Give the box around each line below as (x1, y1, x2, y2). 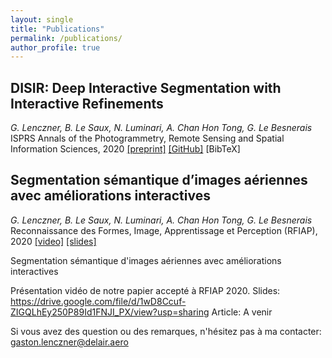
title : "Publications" (10, 24, 105, 34)
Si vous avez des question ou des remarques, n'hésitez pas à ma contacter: (10, 325, 322, 337)
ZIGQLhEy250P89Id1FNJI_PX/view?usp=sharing (10, 306, 210, 318)
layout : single (10, 14, 74, 25)
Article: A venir (211, 306, 273, 318)
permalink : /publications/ (10, 33, 123, 43)
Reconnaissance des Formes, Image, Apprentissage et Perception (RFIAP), (10, 224, 318, 236)
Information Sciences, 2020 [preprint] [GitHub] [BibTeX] (10, 143, 241, 155)
